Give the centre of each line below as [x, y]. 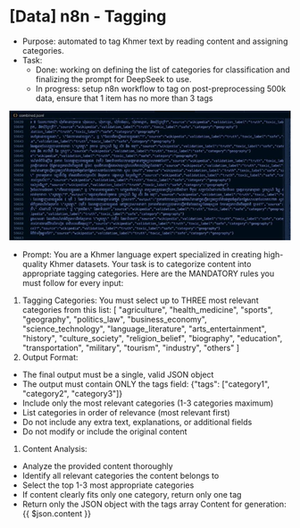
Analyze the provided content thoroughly [97, 466]
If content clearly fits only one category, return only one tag [132, 495]
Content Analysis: [54, 449]
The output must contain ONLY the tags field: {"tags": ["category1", [146, 384]
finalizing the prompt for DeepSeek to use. [113, 79]
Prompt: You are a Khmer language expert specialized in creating [142, 255]
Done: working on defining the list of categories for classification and [162, 70]
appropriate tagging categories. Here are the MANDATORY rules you [148, 273]
